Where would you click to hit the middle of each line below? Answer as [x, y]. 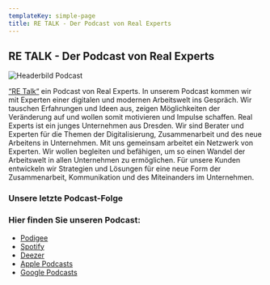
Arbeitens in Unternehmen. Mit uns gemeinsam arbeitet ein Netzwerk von [131, 143]
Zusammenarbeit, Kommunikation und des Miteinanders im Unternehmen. [131, 177]
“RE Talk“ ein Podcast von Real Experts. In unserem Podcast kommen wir [130, 91]
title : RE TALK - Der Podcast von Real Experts [90, 23]
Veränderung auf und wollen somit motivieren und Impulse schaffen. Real [131, 117]
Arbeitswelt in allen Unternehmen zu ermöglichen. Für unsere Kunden [124, 160]
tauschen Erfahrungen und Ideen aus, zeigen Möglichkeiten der [114, 108]
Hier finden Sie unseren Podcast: [75, 220]
